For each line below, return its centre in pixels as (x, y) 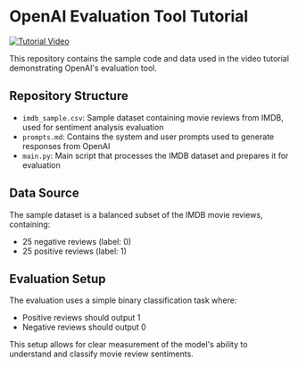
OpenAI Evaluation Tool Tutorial (129, 17)
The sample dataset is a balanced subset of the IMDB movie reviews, (136, 214)
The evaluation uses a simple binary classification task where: (123, 300)
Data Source (44, 193)
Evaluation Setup (58, 279)
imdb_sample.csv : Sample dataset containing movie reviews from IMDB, (153, 117)
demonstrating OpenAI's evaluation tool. (83, 68)
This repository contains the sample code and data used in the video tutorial (149, 58)
